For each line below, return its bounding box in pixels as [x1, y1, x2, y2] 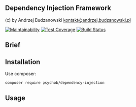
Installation [5, 58, 40, 66]
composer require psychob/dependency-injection [5, 80, 105, 85]
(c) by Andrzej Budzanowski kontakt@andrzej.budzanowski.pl [5, 17, 131, 23]
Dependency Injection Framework [5, 4, 112, 12]
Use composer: [5, 71, 36, 77]
